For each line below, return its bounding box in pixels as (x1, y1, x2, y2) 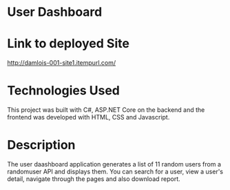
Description (7, 137, 76, 153)
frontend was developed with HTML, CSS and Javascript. (7, 113, 170, 122)
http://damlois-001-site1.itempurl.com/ (7, 59, 116, 67)
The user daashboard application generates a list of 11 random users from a (7, 160, 222, 168)
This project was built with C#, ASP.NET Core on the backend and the (7, 106, 205, 114)
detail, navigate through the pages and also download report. (7, 175, 180, 183)
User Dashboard (7, 4, 103, 20)
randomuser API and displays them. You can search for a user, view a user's (7, 167, 224, 175)
